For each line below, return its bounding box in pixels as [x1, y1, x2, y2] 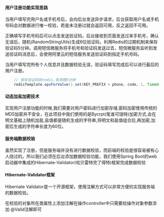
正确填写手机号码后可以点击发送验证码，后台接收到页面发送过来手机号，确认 [5, 33, 159, 39]
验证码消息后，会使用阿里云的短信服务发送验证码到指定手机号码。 [9, 51, 142, 57]
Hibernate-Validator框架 [5, 171, 55, 177]
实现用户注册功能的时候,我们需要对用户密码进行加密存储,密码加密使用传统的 [5, 105, 158, 111]
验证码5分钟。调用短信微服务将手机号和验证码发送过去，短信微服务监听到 [5, 45, 153, 51]
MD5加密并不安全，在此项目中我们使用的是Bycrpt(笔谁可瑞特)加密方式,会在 [5, 111, 156, 117]
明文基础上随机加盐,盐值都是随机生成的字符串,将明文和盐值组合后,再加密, [5, 118, 151, 123]
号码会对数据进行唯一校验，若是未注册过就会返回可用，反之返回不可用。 [5, 23, 150, 28]
